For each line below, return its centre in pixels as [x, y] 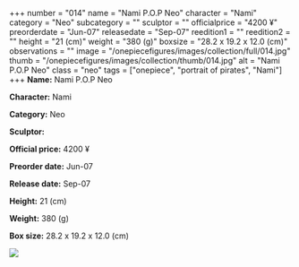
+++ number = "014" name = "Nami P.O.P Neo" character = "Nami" [133, 13]
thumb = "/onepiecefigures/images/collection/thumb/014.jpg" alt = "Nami [145, 60]
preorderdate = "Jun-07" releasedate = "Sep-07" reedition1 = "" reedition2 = [150, 32]
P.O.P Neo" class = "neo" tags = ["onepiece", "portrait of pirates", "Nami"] [146, 70]
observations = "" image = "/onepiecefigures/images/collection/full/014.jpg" [150, 51]
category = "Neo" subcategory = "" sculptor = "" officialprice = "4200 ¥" [144, 22]
